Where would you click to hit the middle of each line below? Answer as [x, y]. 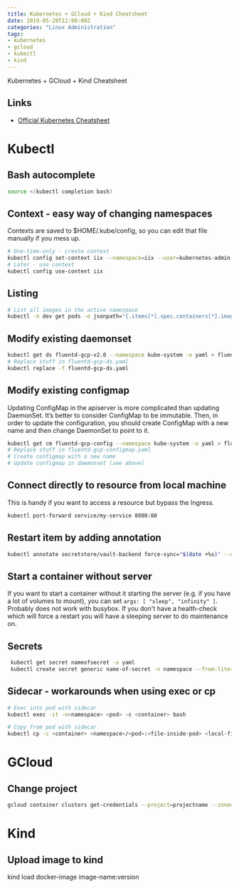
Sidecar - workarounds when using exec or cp [112, 691]
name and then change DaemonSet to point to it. [78, 430]
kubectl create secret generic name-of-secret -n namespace [101, 669]
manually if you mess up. [44, 239]
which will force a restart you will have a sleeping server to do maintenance [118, 616]
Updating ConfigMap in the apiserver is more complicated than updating [113, 407]
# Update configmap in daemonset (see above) [76, 464]
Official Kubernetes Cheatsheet [64, 120]
